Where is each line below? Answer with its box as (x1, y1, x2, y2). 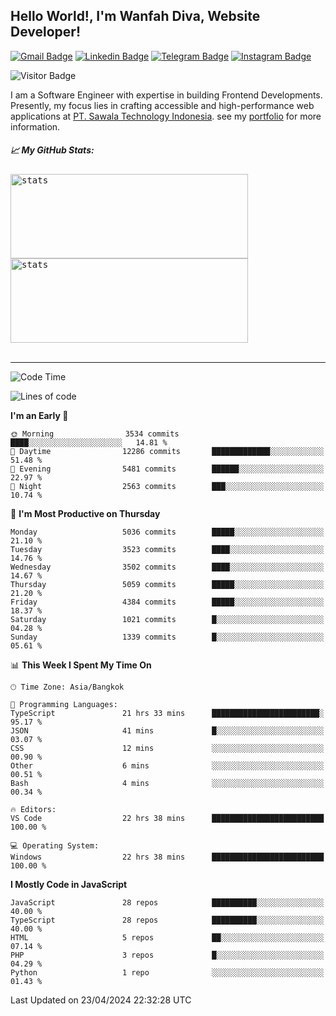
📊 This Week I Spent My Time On (10, 659, 152, 671)
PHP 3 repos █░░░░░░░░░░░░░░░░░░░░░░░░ (10, 950, 325, 960)
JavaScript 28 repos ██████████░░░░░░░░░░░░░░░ (10, 897, 325, 908)
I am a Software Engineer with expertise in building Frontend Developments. (10, 89, 323, 101)
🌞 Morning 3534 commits (10, 429, 180, 439)
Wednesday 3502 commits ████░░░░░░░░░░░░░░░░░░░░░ (10, 562, 325, 572)
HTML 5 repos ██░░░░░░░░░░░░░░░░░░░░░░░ (10, 932, 325, 943)
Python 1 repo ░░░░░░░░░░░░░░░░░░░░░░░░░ (10, 967, 325, 978)
